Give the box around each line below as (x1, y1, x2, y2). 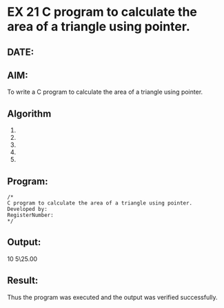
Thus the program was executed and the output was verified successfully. (7, 293, 218, 301)
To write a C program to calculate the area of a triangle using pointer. (7, 88, 203, 96)
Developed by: (7, 206, 48, 213)
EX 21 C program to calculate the (7, 4, 198, 20)
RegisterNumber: (7, 212, 54, 219)
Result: (7, 275, 39, 287)
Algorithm (7, 107, 52, 119)
